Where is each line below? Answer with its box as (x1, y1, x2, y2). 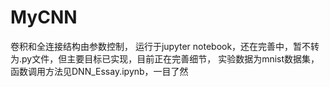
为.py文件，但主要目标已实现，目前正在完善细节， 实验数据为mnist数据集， (10, 52, 320, 65)
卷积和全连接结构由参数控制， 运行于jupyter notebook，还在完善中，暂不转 (10, 40, 320, 52)
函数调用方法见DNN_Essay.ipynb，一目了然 (10, 65, 189, 77)
